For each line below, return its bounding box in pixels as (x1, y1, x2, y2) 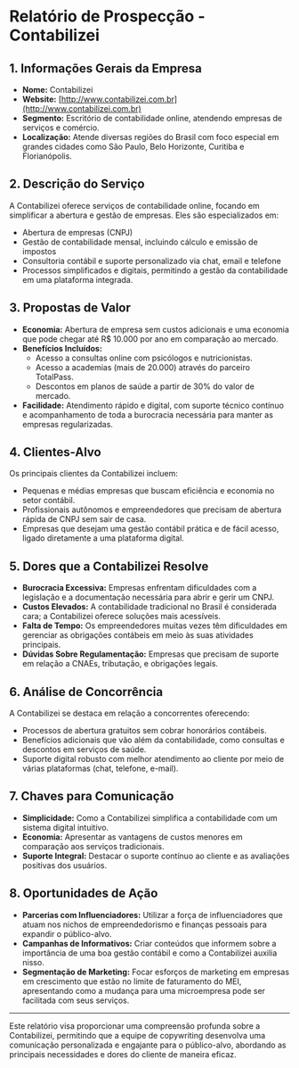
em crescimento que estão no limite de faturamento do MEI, (21, 975, 242, 987)
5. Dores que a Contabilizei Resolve (9, 559, 209, 574)
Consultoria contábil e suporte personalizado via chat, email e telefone (21, 255, 282, 266)
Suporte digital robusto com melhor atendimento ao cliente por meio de (21, 754, 285, 765)
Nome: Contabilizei (21, 85, 93, 95)
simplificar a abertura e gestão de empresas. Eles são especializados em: (9, 210, 279, 220)
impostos (21, 245, 57, 256)
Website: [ (21, 94, 62, 104)
